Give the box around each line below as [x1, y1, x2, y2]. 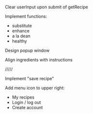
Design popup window [5, 48, 50, 53]
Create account [12, 105, 43, 110]
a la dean [12, 33, 30, 39]
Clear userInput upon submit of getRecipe [5, 4, 88, 10]
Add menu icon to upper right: [5, 85, 65, 91]
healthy [12, 38, 27, 44]
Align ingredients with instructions [5, 57, 73, 62]
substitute [12, 23, 32, 28]
